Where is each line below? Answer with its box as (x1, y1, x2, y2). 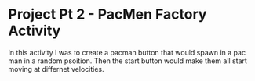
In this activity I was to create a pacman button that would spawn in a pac (8, 48, 246, 57)
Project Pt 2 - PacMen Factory (8, 5, 207, 23)
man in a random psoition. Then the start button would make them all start (8, 56, 247, 65)
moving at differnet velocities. (8, 64, 104, 73)
